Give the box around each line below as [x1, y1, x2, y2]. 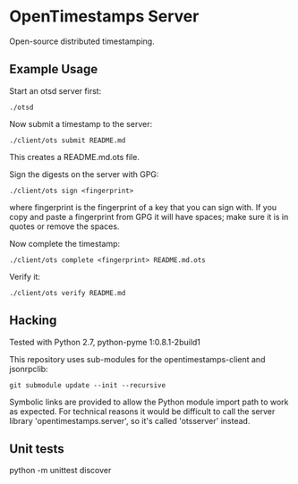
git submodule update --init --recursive [9, 380, 166, 390]
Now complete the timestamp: [9, 238, 121, 249]
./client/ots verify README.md [9, 288, 126, 297]
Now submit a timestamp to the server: [9, 118, 153, 129]
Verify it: [9, 271, 40, 282]
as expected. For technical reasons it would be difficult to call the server [9, 405, 276, 417]
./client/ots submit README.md [9, 136, 126, 145]
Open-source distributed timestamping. [9, 36, 155, 47]
